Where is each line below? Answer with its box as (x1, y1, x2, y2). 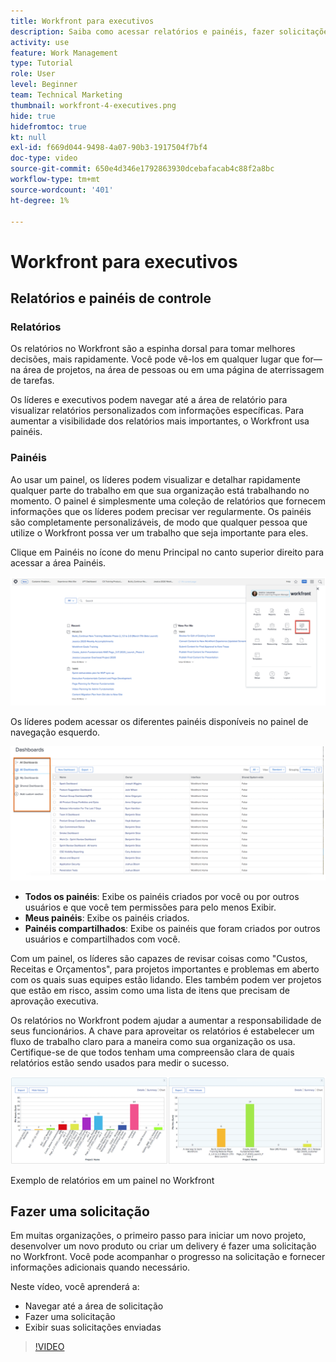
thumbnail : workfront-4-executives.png (10, 100, 177, 110)
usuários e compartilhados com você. (24, 933, 181, 945)
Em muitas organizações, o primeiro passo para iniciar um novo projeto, (10, 1230, 307, 1242)
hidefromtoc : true (10, 121, 87, 132)
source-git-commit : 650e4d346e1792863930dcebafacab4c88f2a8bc (10, 164, 275, 174)
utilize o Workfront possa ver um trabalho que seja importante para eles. (10, 526, 309, 539)
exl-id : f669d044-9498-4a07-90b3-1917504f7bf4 (10, 143, 208, 153)
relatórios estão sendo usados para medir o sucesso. (10, 1056, 230, 1069)
